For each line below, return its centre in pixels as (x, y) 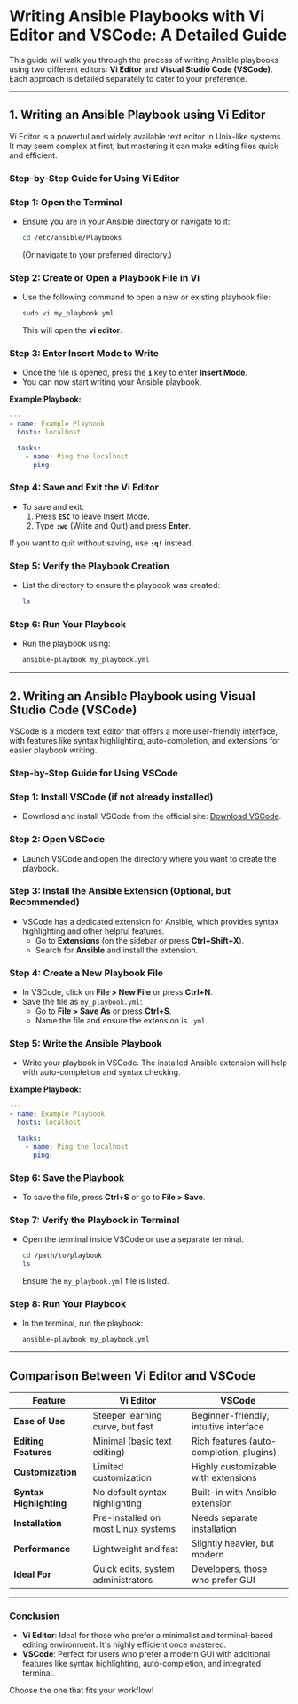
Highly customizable (234, 1466)
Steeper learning (127, 1416)
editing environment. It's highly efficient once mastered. (124, 1644)
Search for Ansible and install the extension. (117, 950)
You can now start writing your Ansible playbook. (112, 382)
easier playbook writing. (53, 750)
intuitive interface (227, 1426)
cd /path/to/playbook (62, 1256)
